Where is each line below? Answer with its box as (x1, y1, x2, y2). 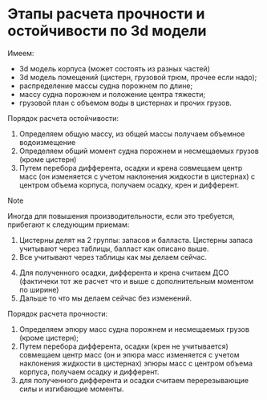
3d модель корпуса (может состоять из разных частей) (18, 63, 210, 73)
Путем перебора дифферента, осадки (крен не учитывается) (18, 341, 229, 351)
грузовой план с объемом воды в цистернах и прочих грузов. (18, 98, 232, 107)
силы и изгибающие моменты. (18, 384, 124, 394)
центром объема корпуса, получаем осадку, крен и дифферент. (18, 180, 240, 189)
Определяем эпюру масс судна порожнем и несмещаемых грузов (18, 324, 250, 333)
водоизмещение (18, 137, 76, 147)
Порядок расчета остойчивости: (7, 113, 119, 123)
